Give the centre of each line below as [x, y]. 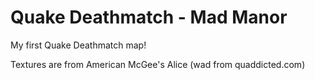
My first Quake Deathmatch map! [78, 45]
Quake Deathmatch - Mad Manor [149, 17]
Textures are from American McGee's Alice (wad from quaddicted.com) [158, 64]
